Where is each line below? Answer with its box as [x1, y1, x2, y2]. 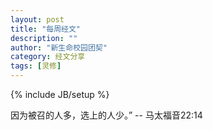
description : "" [10, 33, 78, 43]
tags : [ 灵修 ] [10, 61, 62, 71]
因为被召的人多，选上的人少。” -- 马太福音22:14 [10, 109, 203, 121]
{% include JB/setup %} [10, 89, 110, 100]
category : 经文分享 [10, 52, 86, 62]
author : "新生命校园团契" [10, 42, 108, 53]
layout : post [10, 14, 65, 25]
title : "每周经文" [10, 24, 82, 34]
